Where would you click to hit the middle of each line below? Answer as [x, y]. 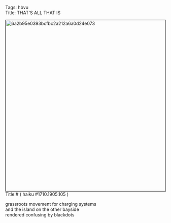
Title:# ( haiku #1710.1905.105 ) [37, 194]
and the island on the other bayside [42, 209]
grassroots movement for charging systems [51, 204]
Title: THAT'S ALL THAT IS [33, 13]
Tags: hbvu [17, 7]
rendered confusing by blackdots [40, 215]
